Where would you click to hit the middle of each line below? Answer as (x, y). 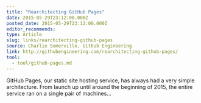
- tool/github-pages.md (42, 63)
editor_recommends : (31, 29)
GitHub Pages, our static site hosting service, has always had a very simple (100, 80)
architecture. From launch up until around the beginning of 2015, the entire (100, 87)
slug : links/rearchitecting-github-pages (60, 40)
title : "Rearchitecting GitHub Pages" (55, 12)
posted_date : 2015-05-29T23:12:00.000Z (57, 23)
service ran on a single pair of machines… (59, 93)
